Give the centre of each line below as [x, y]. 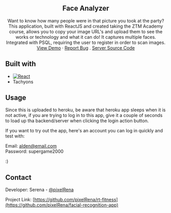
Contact [18, 178]
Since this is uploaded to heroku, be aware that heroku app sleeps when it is [86, 110]
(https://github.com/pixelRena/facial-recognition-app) [62, 205]
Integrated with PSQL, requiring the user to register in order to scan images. [86, 42]
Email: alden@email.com [31, 146]
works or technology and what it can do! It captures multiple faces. [86, 37]
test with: [15, 136]
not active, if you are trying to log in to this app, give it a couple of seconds [84, 115]
